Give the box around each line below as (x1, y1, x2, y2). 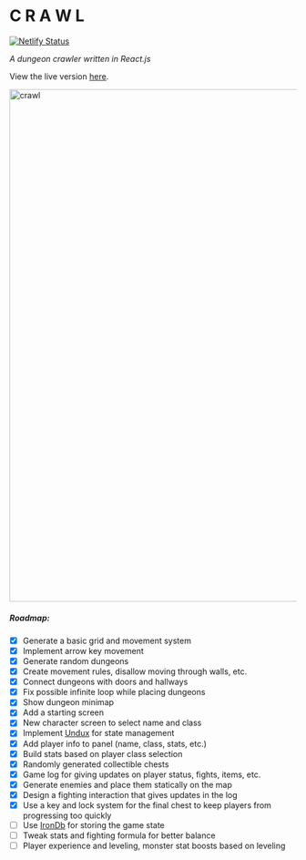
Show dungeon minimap (22, 697, 115, 708)
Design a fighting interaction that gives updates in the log (22, 789, 239, 800)
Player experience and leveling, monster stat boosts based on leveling (22, 840, 286, 852)
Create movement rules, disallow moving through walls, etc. (22, 666, 248, 677)
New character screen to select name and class (22, 717, 202, 729)
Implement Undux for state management (22, 728, 175, 739)
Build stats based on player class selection (22, 748, 183, 759)
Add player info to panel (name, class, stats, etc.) (22, 738, 208, 749)
